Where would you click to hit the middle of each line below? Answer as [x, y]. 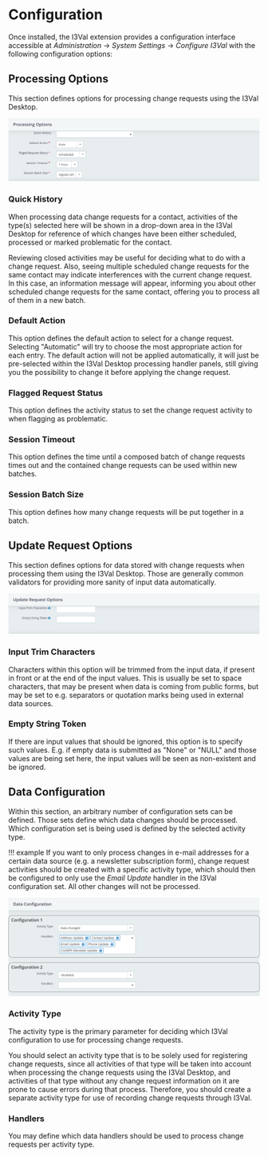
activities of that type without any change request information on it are [124, 1080]
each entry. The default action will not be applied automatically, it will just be [134, 355]
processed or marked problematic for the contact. [91, 242]
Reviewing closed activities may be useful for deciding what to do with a [127, 257]
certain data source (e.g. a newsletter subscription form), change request [129, 860]
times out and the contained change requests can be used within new [123, 465]
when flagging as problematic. [58, 419]
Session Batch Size [46, 495]
